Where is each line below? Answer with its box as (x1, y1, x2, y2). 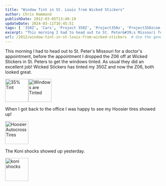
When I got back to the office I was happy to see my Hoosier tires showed (5, 106, 156, 112)
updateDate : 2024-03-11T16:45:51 (5, 21, 74, 26)
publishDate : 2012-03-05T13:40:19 (5, 16, 77, 21)
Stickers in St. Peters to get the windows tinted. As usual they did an (5, 59, 144, 64)
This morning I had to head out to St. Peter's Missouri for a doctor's (5, 48, 142, 54)
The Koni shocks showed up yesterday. (5, 148, 85, 154)
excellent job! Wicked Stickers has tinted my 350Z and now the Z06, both (5, 63, 154, 69)
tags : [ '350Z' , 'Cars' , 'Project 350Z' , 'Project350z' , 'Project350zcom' (5, 26, 163, 31)
